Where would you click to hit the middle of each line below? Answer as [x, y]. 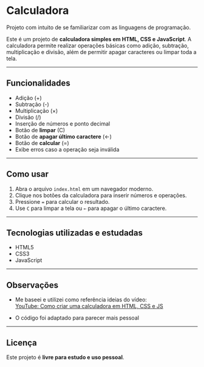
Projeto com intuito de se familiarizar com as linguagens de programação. [99, 27]
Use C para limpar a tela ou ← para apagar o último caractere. [91, 208]
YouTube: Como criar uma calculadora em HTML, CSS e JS [89, 306]
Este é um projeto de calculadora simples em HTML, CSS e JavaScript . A [99, 39]
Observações [32, 285]
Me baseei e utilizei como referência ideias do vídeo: [81, 300]
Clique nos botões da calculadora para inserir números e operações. [101, 195]
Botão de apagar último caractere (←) [63, 136]
